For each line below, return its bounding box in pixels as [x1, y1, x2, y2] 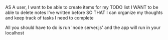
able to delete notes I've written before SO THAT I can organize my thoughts [5, 9, 163, 15]
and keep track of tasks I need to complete [5, 15, 94, 20]
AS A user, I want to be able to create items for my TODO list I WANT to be [5, 4, 159, 10]
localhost [5, 30, 24, 35]
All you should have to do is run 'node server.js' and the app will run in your [5, 24, 161, 30]
